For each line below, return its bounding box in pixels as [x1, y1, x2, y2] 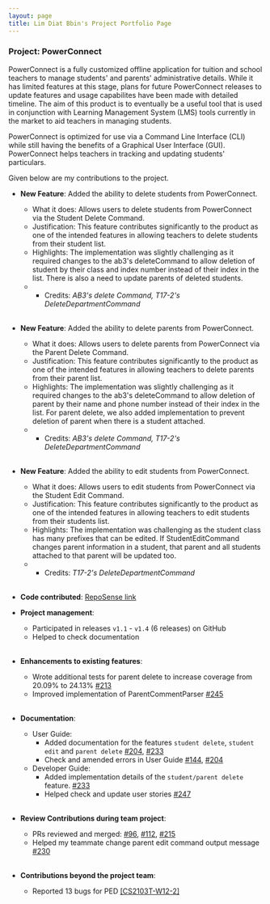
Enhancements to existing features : [19, 656, 143, 665]
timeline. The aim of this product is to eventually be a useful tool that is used [8, 99, 263, 108]
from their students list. [32, 516, 110, 526]
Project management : [19, 607, 95, 617]
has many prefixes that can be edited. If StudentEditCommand [32, 533, 240, 543]
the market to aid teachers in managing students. [8, 116, 172, 125]
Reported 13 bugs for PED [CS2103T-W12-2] [32, 886, 180, 896]
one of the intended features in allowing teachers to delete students [32, 230, 259, 239]
